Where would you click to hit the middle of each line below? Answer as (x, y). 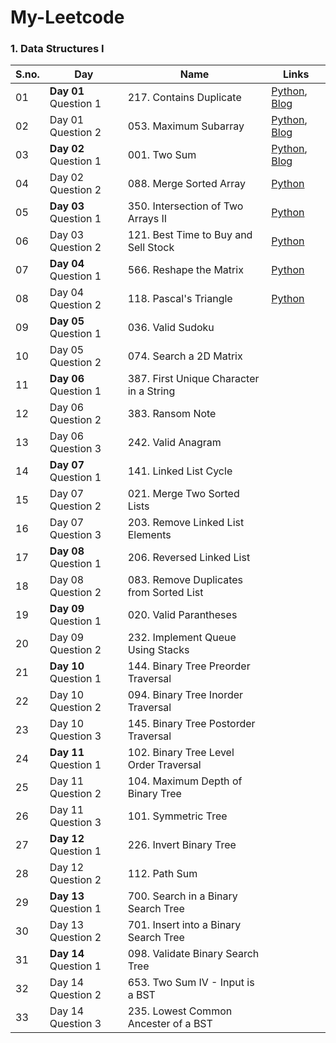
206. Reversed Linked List (189, 558)
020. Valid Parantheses (182, 615)
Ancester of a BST (170, 1024)
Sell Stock (151, 248)
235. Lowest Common (180, 1011)
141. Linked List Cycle (180, 471)
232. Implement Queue (182, 638)
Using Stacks (158, 650)
